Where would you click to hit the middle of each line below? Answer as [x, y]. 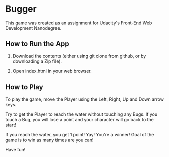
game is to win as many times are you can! [49, 140]
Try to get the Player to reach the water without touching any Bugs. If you [81, 114]
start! [11, 125]
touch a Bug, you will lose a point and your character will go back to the [79, 119]
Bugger [21, 9]
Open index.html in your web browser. [52, 71]
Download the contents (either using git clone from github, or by [79, 56]
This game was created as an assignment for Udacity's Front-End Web [79, 23]
